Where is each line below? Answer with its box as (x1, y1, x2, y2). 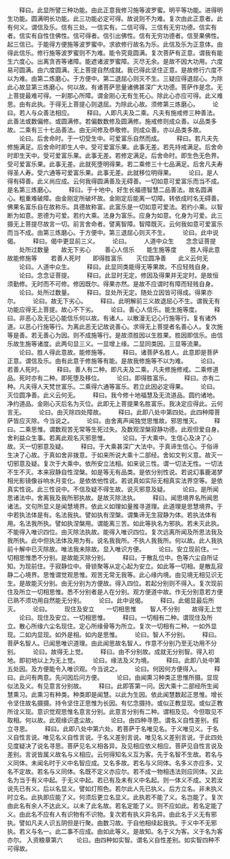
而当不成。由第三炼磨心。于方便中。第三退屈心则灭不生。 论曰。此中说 (7, 229, 219, 236)
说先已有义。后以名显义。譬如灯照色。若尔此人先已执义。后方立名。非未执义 (7, 784, 223, 793)
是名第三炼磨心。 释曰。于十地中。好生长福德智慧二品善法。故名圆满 (7, 185, 213, 194)
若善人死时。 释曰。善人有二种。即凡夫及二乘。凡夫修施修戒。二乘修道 (7, 366, 219, 373)
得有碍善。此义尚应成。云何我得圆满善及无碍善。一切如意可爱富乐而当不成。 (7, 177, 223, 185)
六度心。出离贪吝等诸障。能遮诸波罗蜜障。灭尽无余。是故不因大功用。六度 (12, 57, 223, 65)
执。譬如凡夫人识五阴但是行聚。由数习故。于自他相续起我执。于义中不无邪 (7, 819, 217, 827)
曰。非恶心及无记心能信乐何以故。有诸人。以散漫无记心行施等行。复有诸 (7, 314, 211, 322)
